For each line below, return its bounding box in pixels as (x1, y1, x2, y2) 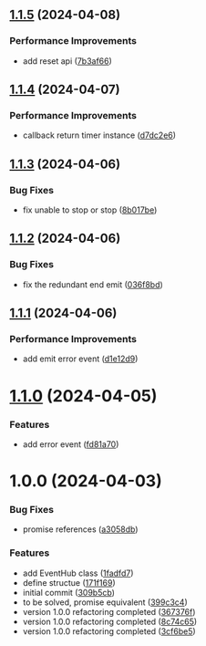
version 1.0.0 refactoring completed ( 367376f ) (22, 606, 196, 617)
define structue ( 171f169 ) (22, 577, 116, 588)
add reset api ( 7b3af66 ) (22, 55, 112, 67)
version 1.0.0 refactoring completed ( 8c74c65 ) (22, 616, 198, 627)
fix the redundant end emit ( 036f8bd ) (22, 278, 164, 290)
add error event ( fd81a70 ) (22, 438, 119, 450)
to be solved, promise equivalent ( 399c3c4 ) (22, 597, 189, 608)
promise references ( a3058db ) (22, 524, 139, 535)
